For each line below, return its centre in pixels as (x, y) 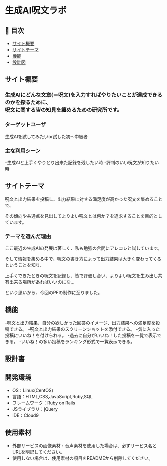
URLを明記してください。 (38, 452)
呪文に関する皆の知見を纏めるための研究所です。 (64, 110)
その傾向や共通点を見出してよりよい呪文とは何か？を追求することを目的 (79, 216)
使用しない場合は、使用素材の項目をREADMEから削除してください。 (83, 458)
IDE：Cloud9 (25, 415)
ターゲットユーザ (26, 125)
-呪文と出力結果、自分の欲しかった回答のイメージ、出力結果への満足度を (80, 323)
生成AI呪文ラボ (36, 10)
